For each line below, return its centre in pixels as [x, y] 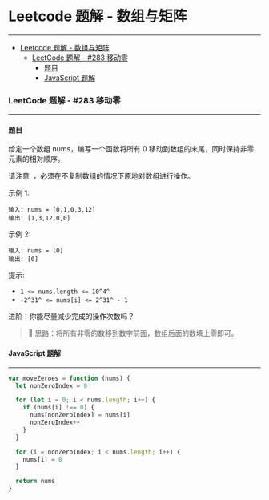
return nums [36, 482]
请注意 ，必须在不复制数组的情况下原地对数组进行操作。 [101, 176]
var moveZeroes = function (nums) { [69, 378]
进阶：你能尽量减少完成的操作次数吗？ [71, 317]
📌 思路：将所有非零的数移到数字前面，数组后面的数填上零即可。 [133, 333]
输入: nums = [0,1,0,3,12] [52, 210]
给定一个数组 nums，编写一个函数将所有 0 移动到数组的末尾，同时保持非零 [131, 149]
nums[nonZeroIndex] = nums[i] [80, 415]
